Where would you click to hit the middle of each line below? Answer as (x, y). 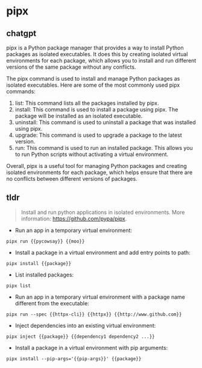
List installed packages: (44, 275)
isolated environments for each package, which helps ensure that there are (99, 172)
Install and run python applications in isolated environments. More (103, 212)
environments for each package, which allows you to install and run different (101, 61)
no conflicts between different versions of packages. (72, 179)
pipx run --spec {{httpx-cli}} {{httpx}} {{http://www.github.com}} (94, 314)
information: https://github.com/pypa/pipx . (74, 219)
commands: (21, 91)
